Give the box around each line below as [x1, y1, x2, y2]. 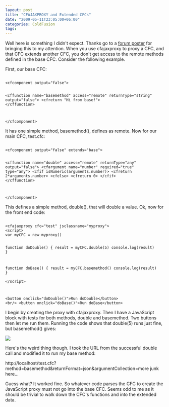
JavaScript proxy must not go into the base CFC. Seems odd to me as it [5, 386, 154, 392]
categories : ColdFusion [5, 21, 55, 27]
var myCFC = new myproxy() [5, 232, 62, 237]
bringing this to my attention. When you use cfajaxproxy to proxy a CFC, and [5, 46, 164, 52]
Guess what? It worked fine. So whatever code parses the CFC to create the [5, 381, 163, 387]
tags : [5, 26, 17, 31]
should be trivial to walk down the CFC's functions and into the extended [5, 391, 157, 398]
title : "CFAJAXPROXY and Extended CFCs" [5, 12, 92, 17]
